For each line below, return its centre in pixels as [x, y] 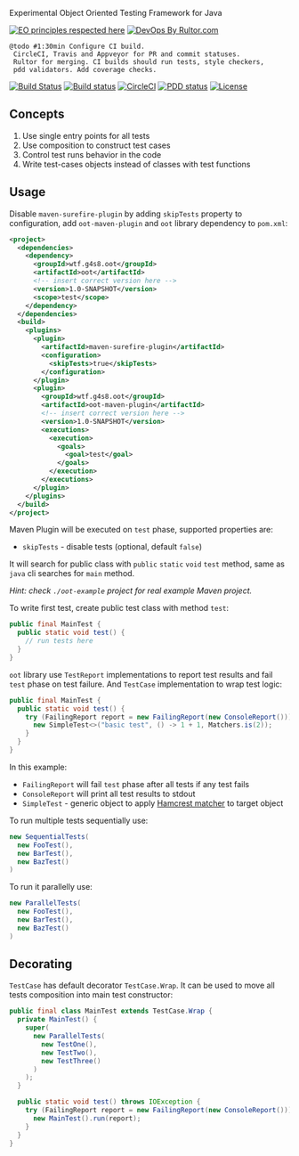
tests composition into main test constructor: [91, 995]
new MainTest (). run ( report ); [87, 1118]
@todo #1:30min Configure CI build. [77, 46]
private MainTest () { [57, 1020]
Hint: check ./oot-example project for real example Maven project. [131, 590]
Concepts [37, 114]
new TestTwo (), [69, 1053]
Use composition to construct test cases [96, 145]
